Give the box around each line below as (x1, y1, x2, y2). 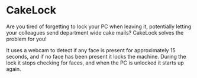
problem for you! (6, 35, 47, 42)
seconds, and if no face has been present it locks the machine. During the (6, 53, 186, 60)
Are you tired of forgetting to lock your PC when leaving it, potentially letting (6, 23, 191, 30)
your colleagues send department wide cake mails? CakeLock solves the (6, 29, 184, 36)
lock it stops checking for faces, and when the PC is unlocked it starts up (6, 59, 185, 66)
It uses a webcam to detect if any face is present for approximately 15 (6, 46, 176, 53)
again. (6, 65, 22, 72)
